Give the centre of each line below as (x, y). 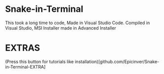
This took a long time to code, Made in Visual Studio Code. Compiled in (78, 23)
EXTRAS (23, 48)
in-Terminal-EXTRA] (25, 67)
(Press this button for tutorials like (40, 61)
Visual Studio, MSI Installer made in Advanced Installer (61, 28)
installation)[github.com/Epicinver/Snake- (117, 61)
